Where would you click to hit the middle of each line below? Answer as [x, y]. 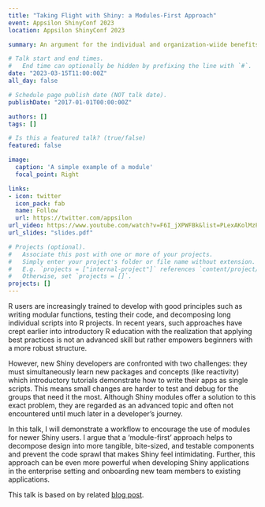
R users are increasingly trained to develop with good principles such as [125, 306]
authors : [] [28, 116]
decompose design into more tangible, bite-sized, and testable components [131, 446]
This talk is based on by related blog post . [76, 495]
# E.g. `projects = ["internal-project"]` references [102, 269]
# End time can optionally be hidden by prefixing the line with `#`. [130, 66]
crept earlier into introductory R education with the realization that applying [130, 331]
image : [19, 160]
